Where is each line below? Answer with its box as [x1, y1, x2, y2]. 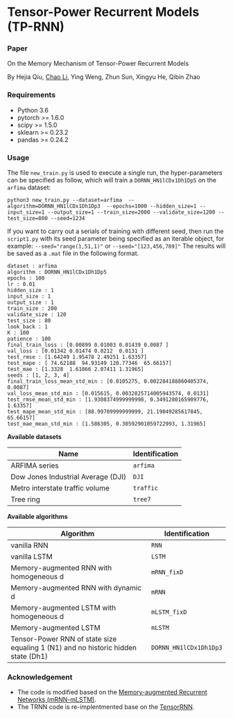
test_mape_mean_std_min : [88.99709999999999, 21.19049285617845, [7, 409, 203, 416]
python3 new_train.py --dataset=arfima [7, 197, 123, 204]
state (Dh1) [10, 651, 49, 661]
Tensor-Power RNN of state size [10, 634, 117, 644]
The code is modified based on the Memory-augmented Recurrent [17, 688, 208, 696]
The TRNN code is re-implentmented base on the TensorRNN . [17, 703, 195, 711]
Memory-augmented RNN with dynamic [10, 583, 142, 593]
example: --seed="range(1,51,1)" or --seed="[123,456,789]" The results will [7, 242, 226, 250]
